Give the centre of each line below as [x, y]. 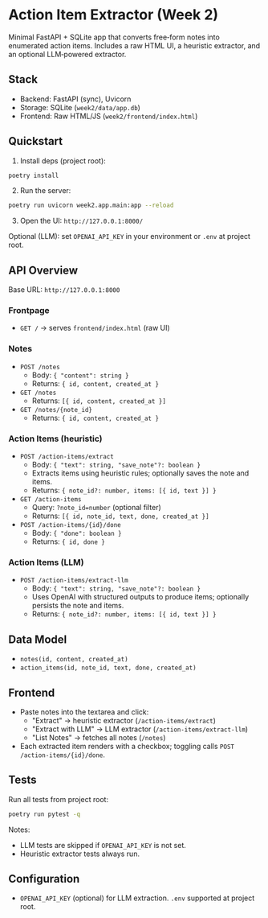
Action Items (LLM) [46, 562]
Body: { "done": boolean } [77, 533]
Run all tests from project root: [59, 799]
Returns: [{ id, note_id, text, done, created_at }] [121, 516]
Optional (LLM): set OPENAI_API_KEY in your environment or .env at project [130, 237]
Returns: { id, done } [69, 541]
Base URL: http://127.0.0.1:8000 [64, 290]
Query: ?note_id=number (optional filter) [97, 508]
